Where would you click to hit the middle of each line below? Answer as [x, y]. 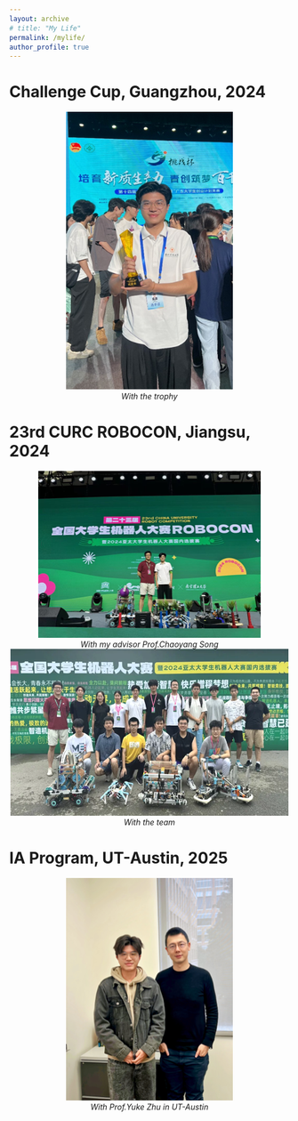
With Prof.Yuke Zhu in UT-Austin [149, 1107]
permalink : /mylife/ [48, 37]
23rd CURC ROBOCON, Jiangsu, [130, 432]
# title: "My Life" [45, 28]
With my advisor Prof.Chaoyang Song [149, 644]
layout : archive [39, 19]
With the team [149, 822]
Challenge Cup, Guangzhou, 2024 [138, 92]
